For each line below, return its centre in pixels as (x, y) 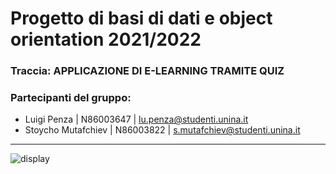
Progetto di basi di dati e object (141, 18)
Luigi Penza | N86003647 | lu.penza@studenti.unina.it (136, 119)
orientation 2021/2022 (106, 39)
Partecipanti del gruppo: (71, 98)
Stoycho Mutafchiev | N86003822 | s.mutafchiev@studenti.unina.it (162, 130)
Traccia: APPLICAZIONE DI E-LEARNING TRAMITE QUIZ (147, 71)
